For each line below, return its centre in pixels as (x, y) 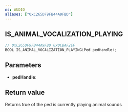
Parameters (23, 65)
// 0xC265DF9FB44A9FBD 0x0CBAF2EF (40, 45)
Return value (25, 93)
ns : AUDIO (15, 10)
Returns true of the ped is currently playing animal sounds (64, 104)
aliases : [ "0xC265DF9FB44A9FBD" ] (39, 14)
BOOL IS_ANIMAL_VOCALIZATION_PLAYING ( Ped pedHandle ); (61, 50)
